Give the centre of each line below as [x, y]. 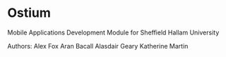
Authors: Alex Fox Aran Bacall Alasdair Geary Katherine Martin [98, 46]
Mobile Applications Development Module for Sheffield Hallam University [113, 32]
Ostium [29, 13]
